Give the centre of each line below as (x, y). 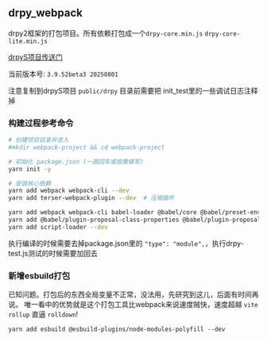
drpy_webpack (46, 13)
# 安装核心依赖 (30, 183)
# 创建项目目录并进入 (39, 140)
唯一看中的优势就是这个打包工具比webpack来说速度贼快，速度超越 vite (141, 305)
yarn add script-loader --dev (58, 227)
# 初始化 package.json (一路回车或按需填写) (76, 162)
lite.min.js (28, 41)
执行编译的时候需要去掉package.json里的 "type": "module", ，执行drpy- (126, 243)
